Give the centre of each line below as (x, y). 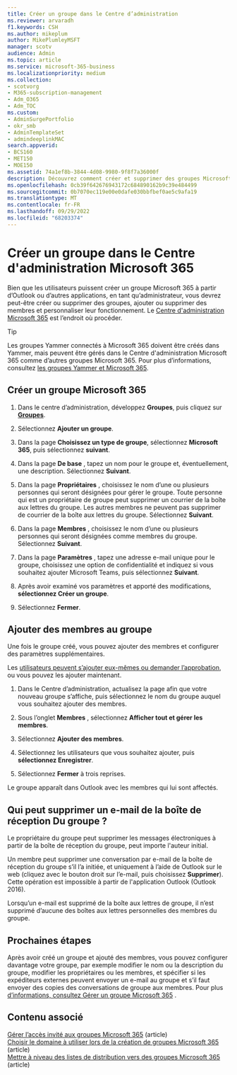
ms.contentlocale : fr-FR (44, 205)
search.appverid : (33, 146)
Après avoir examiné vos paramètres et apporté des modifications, (114, 586)
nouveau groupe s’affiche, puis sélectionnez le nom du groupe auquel (119, 696)
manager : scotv (30, 47)
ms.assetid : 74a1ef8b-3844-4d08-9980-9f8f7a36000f (83, 172)
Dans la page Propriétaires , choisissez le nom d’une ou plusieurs (113, 484)
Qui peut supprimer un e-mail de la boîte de (104, 810)
